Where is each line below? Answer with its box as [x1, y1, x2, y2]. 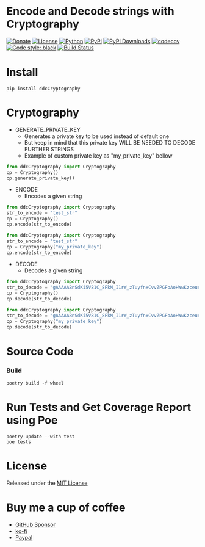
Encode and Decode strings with [6, 4, 175, 18]
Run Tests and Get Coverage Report [6, 400, 192, 415]
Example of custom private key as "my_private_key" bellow [24, 151, 173, 159]
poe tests [6, 438, 32, 445]
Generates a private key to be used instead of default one [24, 132, 170, 140]
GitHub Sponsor [15, 521, 56, 528]
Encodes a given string [24, 192, 82, 200]
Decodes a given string [24, 267, 83, 274]
